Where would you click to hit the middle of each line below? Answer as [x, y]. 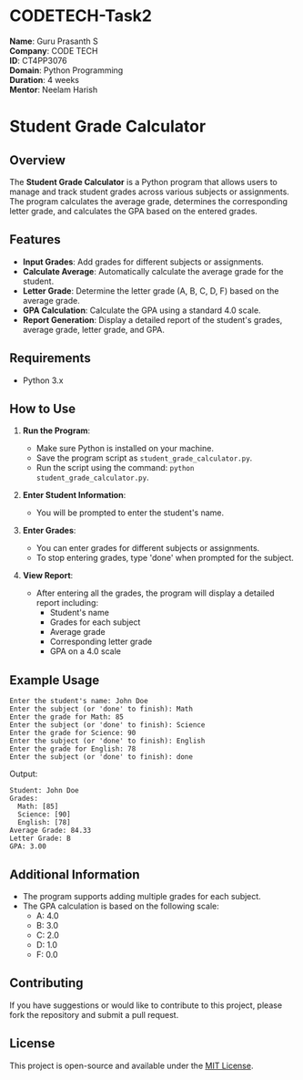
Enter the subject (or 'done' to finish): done [101, 757]
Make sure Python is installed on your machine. [125, 449]
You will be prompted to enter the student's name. [130, 513]
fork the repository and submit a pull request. [94, 1014]
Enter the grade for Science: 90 [73, 733]
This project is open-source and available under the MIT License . [131, 1065]
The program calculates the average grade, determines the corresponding [149, 201]
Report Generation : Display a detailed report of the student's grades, [152, 319]
